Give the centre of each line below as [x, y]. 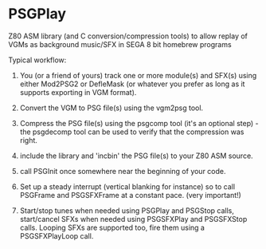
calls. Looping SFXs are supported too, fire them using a [112, 227]
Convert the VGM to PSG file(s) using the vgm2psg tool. [111, 108]
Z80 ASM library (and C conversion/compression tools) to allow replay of [128, 36]
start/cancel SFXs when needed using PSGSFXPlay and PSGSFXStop [133, 219]
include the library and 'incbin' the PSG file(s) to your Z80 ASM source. [136, 156]
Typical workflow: [37, 60]
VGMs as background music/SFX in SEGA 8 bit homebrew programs [120, 44]
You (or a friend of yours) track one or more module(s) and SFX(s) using [138, 75]
